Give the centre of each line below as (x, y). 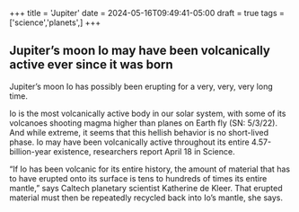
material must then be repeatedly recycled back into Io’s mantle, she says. (146, 198)
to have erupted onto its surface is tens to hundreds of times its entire (138, 178)
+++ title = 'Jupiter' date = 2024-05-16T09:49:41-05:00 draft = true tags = (147, 13)
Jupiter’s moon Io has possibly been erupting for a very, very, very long (141, 86)
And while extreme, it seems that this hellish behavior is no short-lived (139, 132)
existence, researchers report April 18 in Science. (144, 151)
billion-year (31, 151)
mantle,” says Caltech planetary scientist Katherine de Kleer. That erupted (146, 188)
